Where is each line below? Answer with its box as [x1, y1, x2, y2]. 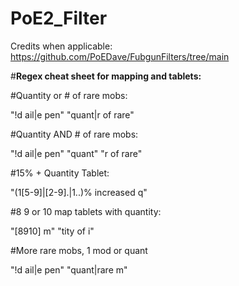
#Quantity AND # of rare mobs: [10, 128, 139, 140]
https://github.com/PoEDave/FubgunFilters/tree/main [10, 50, 230, 62]
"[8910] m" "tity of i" [10, 225, 95, 237]
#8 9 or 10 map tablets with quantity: [10, 205, 162, 217]
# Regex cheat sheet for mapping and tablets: [10, 70, 202, 82]
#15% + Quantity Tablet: [10, 167, 110, 179]
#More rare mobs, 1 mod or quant [10, 244, 148, 256]
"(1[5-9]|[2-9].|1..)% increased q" [10, 186, 148, 198]
